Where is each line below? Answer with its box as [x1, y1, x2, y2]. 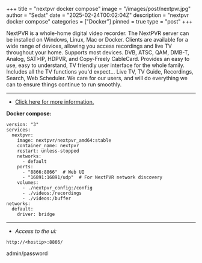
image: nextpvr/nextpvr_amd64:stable [17, 138, 112, 144]
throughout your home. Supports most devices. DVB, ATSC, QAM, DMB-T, [6, 49, 189, 56]
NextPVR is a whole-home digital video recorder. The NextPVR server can [6, 30, 189, 37]
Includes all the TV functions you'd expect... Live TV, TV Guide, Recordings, [6, 68, 194, 75]
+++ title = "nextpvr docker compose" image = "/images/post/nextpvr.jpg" [6, 5, 191, 12]
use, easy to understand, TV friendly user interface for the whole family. [6, 62, 185, 69]
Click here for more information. [14, 98, 94, 105]
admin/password [6, 250, 48, 257]
